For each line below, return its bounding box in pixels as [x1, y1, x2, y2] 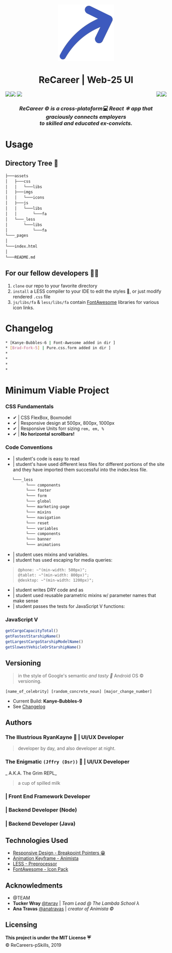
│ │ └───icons [5, 195, 45, 200]
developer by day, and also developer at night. [17, 745, 116, 751]
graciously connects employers [46, 113, 126, 120]
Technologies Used [5, 836, 68, 845]
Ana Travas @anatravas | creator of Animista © [12, 906, 114, 912]
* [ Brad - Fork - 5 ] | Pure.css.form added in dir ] [5, 346, 111, 351]
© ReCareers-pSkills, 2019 [5, 942, 61, 948]
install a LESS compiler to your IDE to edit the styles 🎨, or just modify [12, 288, 162, 294]
